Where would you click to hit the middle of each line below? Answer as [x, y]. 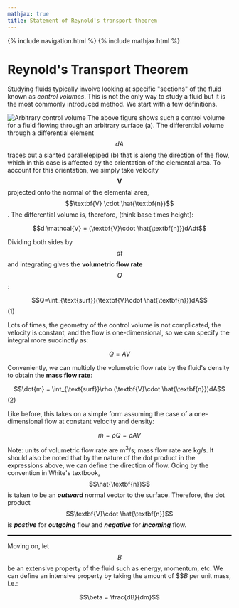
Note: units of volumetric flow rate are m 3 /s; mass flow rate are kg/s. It [111, 450]
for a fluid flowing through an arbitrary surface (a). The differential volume [116, 126]
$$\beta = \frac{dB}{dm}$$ [119, 597]
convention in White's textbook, [54, 473]
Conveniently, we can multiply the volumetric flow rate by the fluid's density [118, 368]
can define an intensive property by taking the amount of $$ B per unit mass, [119, 576]
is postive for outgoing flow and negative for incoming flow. [97, 525]
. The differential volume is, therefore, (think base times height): [101, 215]
